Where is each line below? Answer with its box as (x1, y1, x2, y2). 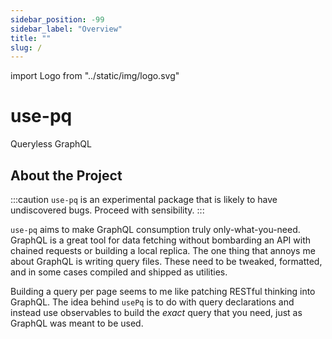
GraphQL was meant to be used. (10, 317, 144, 329)
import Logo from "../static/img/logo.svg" (10, 70, 180, 82)
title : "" (10, 33, 52, 43)
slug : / (10, 42, 43, 53)
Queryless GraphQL (10, 138, 92, 150)
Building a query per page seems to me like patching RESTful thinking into (10, 286, 316, 297)
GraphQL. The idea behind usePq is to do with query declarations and (10, 296, 295, 308)
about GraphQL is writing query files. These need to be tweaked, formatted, (10, 256, 323, 267)
